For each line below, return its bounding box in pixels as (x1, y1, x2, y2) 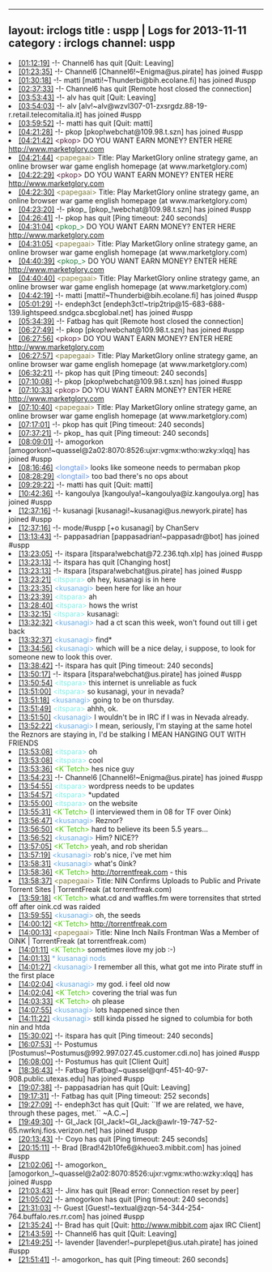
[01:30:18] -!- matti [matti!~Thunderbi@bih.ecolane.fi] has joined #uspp (19, 75, 257, 85)
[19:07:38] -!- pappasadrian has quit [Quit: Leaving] (19, 1082, 190, 1092)
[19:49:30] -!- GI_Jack (19, 1116, 92, 1126)
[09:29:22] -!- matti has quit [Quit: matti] (19, 480, 154, 489)
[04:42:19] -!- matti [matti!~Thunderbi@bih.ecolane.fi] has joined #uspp (19, 290, 258, 300)
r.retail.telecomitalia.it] (8, 109, 83, 119)
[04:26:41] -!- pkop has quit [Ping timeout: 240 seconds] (19, 212, 208, 223)
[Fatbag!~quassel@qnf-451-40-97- (90, 1065, 209, 1074)
